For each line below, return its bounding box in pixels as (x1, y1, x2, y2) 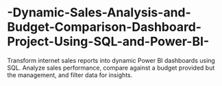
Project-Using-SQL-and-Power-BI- (7, 34, 210, 49)
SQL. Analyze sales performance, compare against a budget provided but (7, 63, 215, 72)
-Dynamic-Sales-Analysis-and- (7, 5, 192, 20)
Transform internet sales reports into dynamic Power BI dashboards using (7, 56, 216, 64)
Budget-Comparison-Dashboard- (7, 19, 202, 35)
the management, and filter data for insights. (7, 70, 133, 79)
